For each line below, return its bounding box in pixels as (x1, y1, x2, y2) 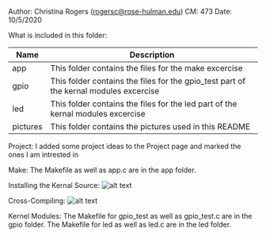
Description (129, 49, 175, 60)
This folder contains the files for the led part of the (50, 98, 237, 109)
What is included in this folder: (8, 31, 108, 40)
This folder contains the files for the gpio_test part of (50, 75, 246, 86)
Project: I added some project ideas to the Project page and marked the (8, 142, 241, 151)
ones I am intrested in (8, 150, 79, 159)
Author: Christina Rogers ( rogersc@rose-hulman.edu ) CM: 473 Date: (8, 7, 232, 16)
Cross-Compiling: (8, 196, 66, 205)
